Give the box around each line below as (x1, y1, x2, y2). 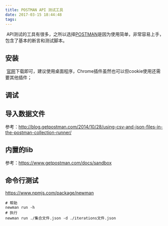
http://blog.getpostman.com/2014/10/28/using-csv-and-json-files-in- (18, 124, 163, 130)
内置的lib (5, 145, 33, 154)
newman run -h (5, 205, 35, 210)
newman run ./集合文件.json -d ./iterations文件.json (5, 216, 116, 221)
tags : (5, 17, 17, 22)
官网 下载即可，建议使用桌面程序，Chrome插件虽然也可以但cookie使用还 (6, 68, 156, 74)
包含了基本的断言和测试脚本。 (5, 37, 67, 43)
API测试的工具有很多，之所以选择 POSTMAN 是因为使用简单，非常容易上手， (6, 31, 164, 37)
